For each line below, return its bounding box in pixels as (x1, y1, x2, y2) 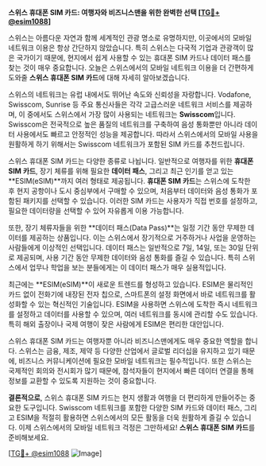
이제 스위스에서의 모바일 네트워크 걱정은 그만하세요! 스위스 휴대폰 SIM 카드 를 (18, 423, 256, 432)
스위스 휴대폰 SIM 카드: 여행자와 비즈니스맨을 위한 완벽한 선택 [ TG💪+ (8, 8, 221, 17)
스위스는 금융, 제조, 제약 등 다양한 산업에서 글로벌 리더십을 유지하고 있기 (18, 346, 241, 355)
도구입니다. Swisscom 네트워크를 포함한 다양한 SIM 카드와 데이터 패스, (22, 403, 243, 412)
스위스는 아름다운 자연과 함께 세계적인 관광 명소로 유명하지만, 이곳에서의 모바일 (8, 33, 253, 42)
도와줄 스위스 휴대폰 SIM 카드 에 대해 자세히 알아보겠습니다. (8, 73, 191, 82)
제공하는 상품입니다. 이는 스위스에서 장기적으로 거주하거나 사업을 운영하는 (29, 233, 256, 242)
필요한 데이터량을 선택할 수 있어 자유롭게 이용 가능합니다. (8, 206, 184, 216)
